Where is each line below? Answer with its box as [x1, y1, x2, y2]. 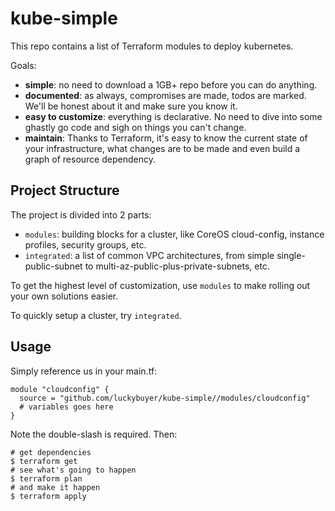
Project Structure [10, 182, 120, 199]
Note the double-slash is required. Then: [10, 428, 178, 440]
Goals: [10, 59, 37, 71]
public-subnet [24, 260, 83, 272]
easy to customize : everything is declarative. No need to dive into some [24, 110, 323, 122]
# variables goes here [19, 402, 114, 412]
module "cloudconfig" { [10, 384, 110, 394]
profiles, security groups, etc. [24, 238, 147, 251]
